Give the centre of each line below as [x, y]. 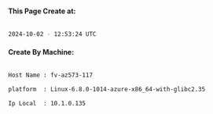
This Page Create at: [42, 11]
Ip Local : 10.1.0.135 [47, 104]
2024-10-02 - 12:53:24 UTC [52, 34]
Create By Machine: [41, 52]
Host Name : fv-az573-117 [50, 75]
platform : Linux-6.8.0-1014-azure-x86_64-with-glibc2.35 [107, 90]
